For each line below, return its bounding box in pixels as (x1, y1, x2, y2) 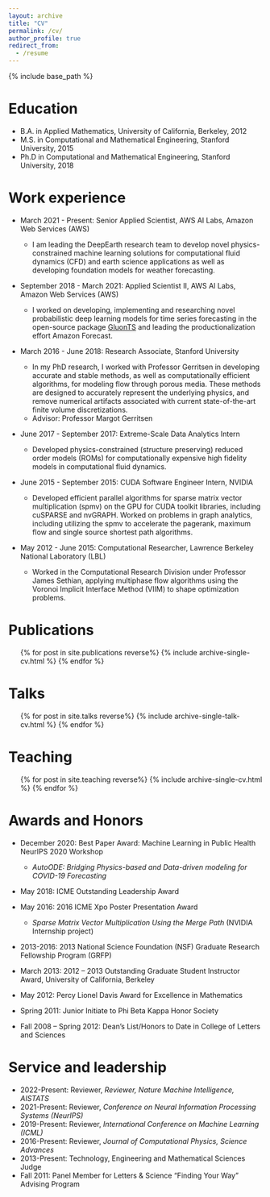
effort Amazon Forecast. (31, 330, 113, 340)
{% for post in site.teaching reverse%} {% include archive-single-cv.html (19, 775, 263, 784)
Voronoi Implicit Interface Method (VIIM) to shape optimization (31, 584, 239, 593)
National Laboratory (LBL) (19, 551, 106, 561)
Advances (19, 1145, 55, 1154)
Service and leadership (8, 1058, 167, 1076)
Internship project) (31, 926, 94, 936)
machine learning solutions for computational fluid (73, 247, 240, 258)
